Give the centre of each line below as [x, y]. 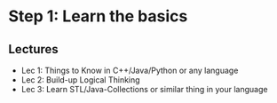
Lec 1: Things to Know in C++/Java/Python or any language [130, 70]
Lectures [33, 49]
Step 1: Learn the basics [98, 16]
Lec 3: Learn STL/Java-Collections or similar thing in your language [144, 89]
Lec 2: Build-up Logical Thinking [80, 80]
